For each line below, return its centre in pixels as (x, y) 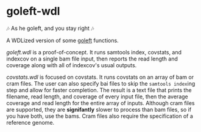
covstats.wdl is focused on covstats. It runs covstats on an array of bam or (100, 77)
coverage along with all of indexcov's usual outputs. (72, 65)
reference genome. (30, 122)
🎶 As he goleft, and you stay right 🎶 (50, 28)
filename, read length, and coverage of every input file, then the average (97, 97)
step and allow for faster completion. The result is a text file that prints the (99, 90)
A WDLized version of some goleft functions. (62, 40)
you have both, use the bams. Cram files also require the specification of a (100, 116)
